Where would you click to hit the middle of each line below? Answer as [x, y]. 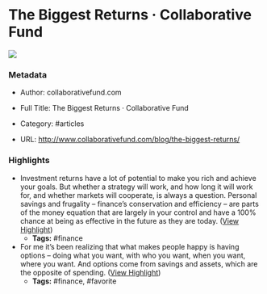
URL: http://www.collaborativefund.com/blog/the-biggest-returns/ [130, 140]
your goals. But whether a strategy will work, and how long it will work [136, 187]
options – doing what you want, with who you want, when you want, [133, 255]
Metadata [27, 74]
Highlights [29, 161]
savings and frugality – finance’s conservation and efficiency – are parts [140, 204]
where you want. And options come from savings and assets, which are [139, 263]
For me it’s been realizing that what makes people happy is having [129, 246]
